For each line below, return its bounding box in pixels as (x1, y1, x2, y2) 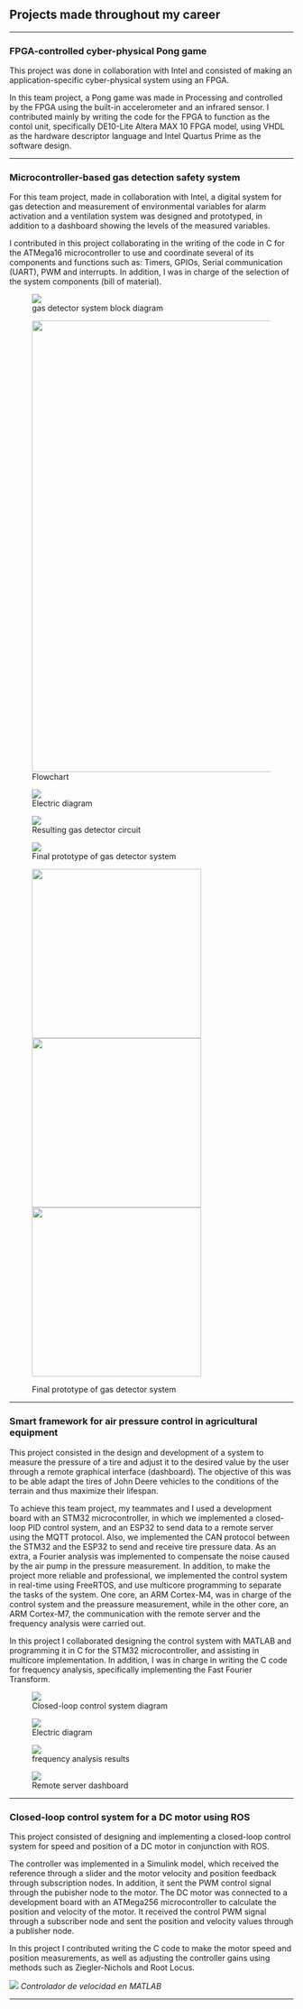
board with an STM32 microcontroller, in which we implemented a (9, 1512, 254, 1523)
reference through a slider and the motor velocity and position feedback (9, 1868, 277, 1878)
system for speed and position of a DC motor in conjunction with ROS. (9, 1841, 271, 1851)
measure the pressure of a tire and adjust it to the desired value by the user (9, 1457, 289, 1467)
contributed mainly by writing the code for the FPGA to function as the (9, 112, 271, 123)
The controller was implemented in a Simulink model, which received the (9, 1858, 280, 1869)
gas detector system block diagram (32, 302, 164, 314)
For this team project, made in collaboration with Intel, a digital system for (9, 191, 282, 202)
